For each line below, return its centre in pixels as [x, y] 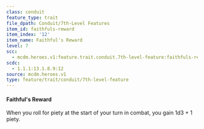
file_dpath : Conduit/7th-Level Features [58, 23]
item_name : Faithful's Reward [45, 40]
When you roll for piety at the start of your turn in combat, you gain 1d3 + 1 [100, 113]
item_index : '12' [28, 35]
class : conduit [25, 12]
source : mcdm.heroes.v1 [36, 74]
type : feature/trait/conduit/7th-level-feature [68, 80]
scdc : [13, 63]
